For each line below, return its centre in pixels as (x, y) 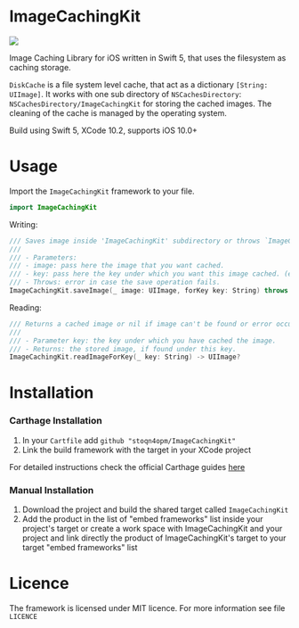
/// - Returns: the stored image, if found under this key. (123, 349)
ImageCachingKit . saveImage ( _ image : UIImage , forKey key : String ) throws (149, 291)
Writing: (24, 224)
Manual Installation (52, 490)
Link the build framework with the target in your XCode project (137, 450)
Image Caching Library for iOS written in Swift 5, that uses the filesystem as (148, 58)
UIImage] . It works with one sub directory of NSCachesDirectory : (125, 94)
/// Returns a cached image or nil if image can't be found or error (141, 324)
